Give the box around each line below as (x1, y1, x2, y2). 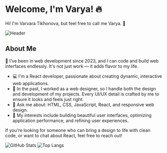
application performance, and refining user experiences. (12, 117, 129, 123)
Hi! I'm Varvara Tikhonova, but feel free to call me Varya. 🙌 (5, 20, 126, 26)
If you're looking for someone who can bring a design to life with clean (5, 127, 151, 133)
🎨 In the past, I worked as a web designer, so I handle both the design (12, 85, 156, 91)
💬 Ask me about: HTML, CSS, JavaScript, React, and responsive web (12, 101, 154, 107)
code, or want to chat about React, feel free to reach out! (5, 132, 122, 138)
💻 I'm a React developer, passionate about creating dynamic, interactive (12, 73, 162, 79)
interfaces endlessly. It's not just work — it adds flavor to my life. (5, 63, 138, 69)
